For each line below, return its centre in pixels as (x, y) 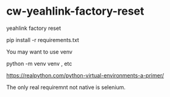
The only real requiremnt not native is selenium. (66, 87)
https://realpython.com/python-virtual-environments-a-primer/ (85, 75)
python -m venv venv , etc (39, 63)
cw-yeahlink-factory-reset (75, 11)
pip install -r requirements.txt (43, 40)
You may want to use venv (40, 52)
